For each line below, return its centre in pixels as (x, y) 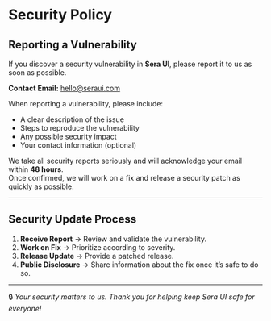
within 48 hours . (36, 169)
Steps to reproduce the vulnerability (79, 128)
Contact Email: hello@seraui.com (65, 88)
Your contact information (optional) (78, 145)
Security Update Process (73, 219)
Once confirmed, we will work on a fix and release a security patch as (124, 178)
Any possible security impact (68, 136)
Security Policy (60, 15)
